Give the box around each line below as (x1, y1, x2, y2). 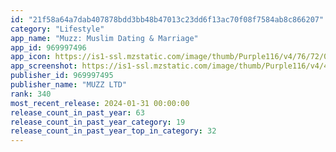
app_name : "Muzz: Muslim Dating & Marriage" (10, 33, 199, 43)
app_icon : (10, 52, 52, 62)
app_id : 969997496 (10, 42, 87, 53)
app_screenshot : (10, 61, 78, 71)
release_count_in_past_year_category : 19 (10, 117, 186, 127)
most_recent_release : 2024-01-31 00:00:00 (10, 98, 190, 108)
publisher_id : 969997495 (10, 71, 114, 81)
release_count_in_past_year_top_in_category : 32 (10, 126, 217, 136)
